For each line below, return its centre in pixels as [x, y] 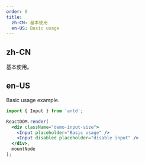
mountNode [23, 149]
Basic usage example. [33, 100]
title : [14, 17]
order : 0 [17, 12]
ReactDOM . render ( [28, 122]
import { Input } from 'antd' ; [45, 111]
